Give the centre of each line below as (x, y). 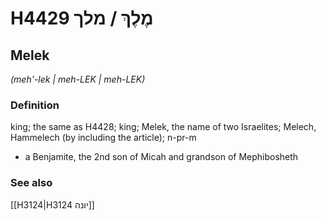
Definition (35, 105)
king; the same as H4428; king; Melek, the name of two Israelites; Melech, (163, 127)
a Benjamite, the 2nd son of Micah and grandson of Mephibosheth (161, 157)
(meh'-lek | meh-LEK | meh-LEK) (78, 79)
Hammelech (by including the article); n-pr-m (103, 138)
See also (31, 183)
